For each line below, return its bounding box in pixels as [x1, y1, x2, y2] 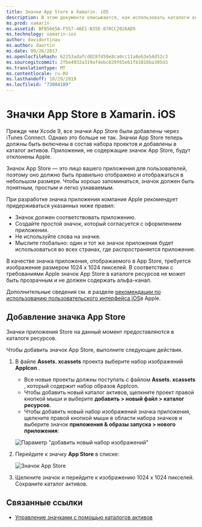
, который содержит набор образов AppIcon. [23, 382, 139, 389]
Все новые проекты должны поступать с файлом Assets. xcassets [23, 376, 196, 383]
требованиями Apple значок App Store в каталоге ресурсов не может [6, 270, 186, 277]
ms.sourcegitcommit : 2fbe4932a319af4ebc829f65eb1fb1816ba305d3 [6, 59, 168, 65]
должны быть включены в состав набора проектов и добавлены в [6, 140, 177, 148]
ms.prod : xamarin [6, 20, 50, 26]
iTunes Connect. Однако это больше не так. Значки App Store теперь [6, 134, 183, 141]
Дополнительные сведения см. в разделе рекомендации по [6, 288, 161, 295]
